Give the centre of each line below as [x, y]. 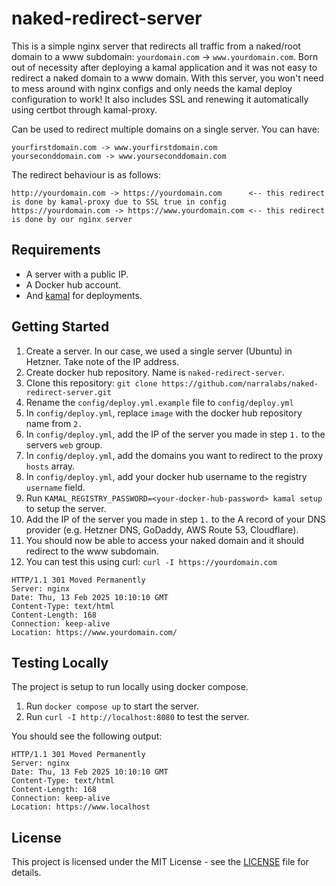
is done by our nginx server [72, 219]
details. [26, 873]
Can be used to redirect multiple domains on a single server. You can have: [165, 129]
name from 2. [54, 423]
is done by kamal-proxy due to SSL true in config [119, 202]
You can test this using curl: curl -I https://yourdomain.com [151, 561]
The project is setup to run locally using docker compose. [130, 687]
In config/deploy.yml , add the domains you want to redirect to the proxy [174, 455]
